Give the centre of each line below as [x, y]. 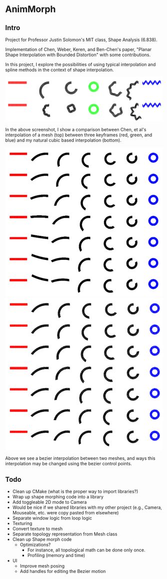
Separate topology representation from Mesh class [65, 534]
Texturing [22, 523]
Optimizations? [35, 545]
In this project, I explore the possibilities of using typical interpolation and [80, 64]
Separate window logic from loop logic [52, 518]
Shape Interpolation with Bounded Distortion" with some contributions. [78, 55]
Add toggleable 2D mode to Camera [49, 502]
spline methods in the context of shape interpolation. [59, 70]
